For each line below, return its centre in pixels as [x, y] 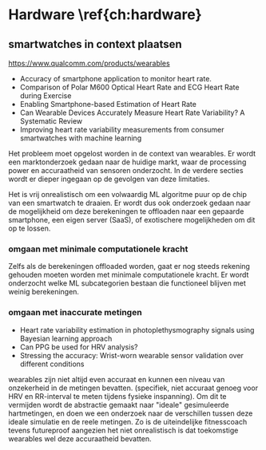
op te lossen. [30, 228]
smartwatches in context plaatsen [95, 44]
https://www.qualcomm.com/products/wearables [89, 63]
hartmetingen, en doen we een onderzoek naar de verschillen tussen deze [131, 413]
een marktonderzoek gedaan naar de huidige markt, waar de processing [127, 162]
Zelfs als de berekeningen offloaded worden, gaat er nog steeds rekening [129, 266]
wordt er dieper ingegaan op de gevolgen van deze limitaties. [109, 179]
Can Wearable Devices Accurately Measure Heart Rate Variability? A [132, 112]
